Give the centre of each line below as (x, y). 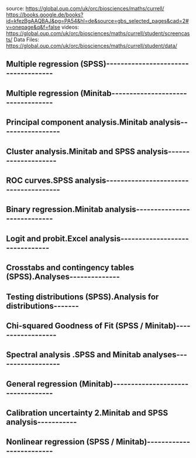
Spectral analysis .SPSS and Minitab (74, 355)
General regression (42, 384)
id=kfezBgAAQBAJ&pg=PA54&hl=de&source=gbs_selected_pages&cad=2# (97, 21)
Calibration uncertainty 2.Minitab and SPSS (87, 413)
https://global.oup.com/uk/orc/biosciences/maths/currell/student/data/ (92, 46)
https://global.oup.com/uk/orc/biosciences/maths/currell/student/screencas (98, 33)
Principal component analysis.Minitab (77, 122)
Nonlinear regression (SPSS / (60, 442)
